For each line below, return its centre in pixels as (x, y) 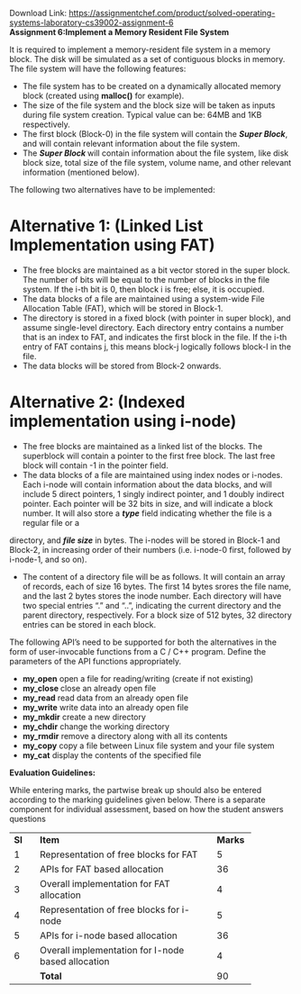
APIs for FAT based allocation (102, 869)
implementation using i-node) (123, 421)
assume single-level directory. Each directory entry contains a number (153, 327)
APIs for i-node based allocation (109, 935)
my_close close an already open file (89, 688)
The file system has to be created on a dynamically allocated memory (151, 86)
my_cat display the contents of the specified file (112, 755)
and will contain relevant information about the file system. (131, 144)
